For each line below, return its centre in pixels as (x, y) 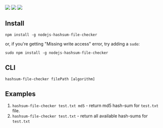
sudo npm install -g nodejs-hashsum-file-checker (57, 53)
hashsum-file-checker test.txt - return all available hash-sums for (80, 116)
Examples (20, 94)
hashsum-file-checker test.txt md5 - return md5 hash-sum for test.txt (85, 106)
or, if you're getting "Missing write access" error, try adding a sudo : (72, 43)
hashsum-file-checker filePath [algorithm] (50, 79)
